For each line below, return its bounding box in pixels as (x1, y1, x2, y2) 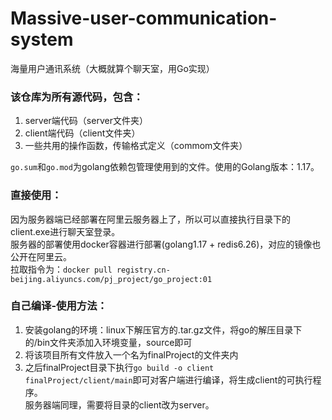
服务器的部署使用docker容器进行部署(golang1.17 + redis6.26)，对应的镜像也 (10, 238, 322, 250)
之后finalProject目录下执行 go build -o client (24, 361, 215, 373)
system (10, 28, 74, 51)
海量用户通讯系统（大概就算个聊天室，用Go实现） (10, 62, 215, 74)
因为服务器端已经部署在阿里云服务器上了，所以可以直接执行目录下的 (10, 213, 291, 225)
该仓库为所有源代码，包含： (10, 90, 144, 104)
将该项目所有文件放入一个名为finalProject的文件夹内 (24, 348, 239, 361)
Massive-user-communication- (10, 7, 278, 30)
